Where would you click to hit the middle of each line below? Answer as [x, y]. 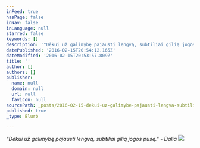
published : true [26, 111]
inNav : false [22, 22]
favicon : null [29, 99]
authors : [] [21, 72]
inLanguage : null [28, 28]
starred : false [25, 34]
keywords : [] [22, 39]
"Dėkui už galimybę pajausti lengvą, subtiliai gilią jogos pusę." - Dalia [92, 139]
